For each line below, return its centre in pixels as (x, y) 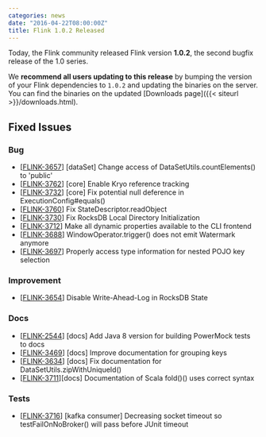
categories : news (37, 15)
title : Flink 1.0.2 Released (56, 30)
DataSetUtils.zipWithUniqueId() (70, 369)
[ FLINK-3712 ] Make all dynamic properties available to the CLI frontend (135, 226)
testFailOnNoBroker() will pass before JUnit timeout (104, 424)
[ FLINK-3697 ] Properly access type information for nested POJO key (132, 252)
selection (35, 260)
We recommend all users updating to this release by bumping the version (130, 77)
